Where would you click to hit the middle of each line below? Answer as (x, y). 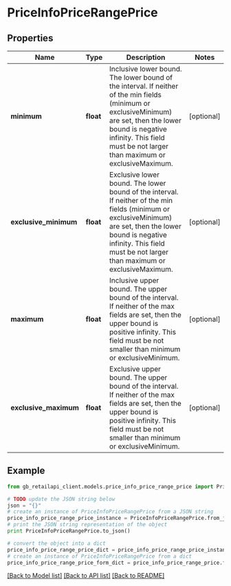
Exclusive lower (134, 175)
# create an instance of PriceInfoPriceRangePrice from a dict (100, 556)
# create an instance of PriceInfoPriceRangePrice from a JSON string (110, 512)
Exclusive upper (135, 369)
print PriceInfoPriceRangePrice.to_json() (69, 531)
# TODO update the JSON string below (61, 499)
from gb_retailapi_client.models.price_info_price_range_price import (110, 486)
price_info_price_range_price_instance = (67, 518)
